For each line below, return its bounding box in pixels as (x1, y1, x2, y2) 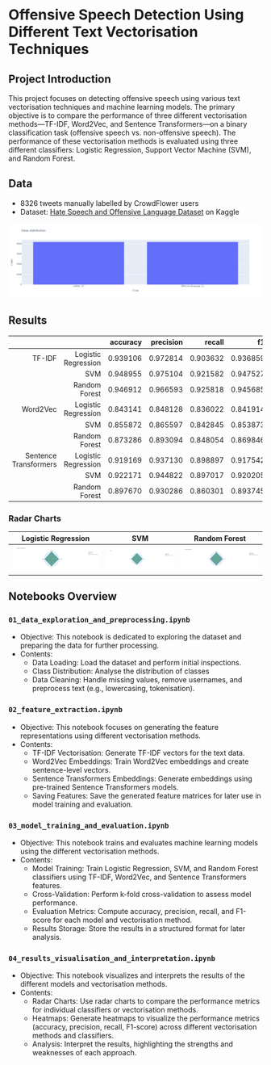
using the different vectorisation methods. (19, 846, 160, 856)
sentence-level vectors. (31, 765, 111, 774)
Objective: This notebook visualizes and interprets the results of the (19, 971, 245, 980)
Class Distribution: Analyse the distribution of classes (31, 666, 210, 676)
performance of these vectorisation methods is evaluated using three (8, 136, 239, 146)
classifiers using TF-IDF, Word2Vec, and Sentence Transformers (31, 872, 248, 882)
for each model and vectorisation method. (52, 915, 193, 925)
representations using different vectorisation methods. (19, 731, 202, 740)
